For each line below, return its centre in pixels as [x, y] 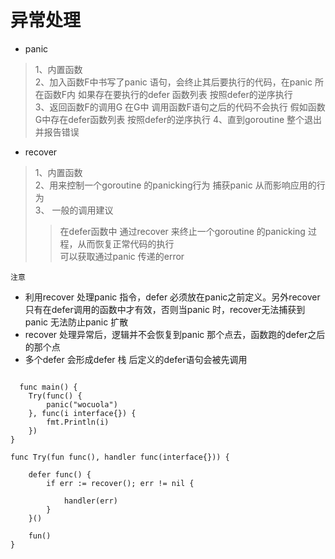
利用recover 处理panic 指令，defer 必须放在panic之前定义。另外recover [172, 297]
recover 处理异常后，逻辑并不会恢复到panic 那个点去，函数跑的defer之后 [175, 334]
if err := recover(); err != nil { [120, 483]
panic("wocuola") [82, 404]
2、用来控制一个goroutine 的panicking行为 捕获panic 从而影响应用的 [175, 185]
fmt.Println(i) [78, 422]
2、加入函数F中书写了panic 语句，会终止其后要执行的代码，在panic [173, 82]
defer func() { [60, 474]
